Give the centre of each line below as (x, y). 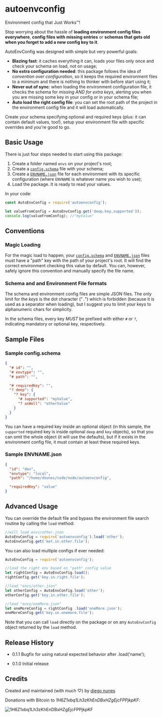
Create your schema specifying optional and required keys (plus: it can (76, 117)
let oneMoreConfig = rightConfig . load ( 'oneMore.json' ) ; (64, 608)
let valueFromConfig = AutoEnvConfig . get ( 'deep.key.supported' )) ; (73, 211)
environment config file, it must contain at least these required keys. (73, 442)
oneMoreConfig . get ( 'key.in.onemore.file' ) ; (50, 613)
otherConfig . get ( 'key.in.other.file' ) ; (45, 595)
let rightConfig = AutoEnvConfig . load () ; (47, 573)
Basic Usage (24, 143)
